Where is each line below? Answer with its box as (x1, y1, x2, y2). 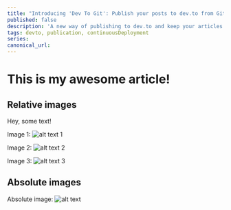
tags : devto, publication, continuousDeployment (7, 29, 149, 36)
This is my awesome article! (7, 71, 170, 87)
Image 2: (7, 143, 32, 152)
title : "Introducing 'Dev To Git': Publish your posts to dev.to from (7, 10, 214, 17)
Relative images (7, 99, 77, 110)
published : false (7, 16, 57, 23)
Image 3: (7, 157, 32, 165)
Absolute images (7, 176, 81, 189)
